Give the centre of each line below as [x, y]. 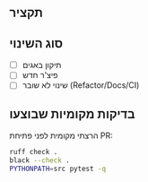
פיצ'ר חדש [40, 75]
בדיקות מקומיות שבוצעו [72, 114]
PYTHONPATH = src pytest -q [57, 169]
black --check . [39, 160]
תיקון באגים [42, 65]
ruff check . [34, 152]
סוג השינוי [36, 43]
